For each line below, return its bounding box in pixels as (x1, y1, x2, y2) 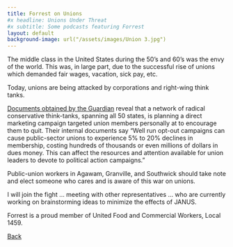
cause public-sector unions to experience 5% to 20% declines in (7, 134, 193, 143)
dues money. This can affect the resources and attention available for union (7, 149, 224, 157)
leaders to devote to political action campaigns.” (7, 156, 145, 164)
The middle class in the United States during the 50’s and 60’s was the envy (7, 55, 225, 63)
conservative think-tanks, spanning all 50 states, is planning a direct (7, 112, 202, 120)
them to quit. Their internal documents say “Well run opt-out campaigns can (7, 127, 225, 135)
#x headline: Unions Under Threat (7, 17, 108, 24)
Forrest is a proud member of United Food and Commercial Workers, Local (7, 212, 221, 220)
